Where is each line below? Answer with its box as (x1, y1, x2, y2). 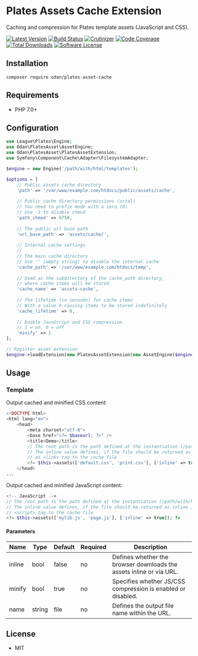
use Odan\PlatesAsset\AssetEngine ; (6, 144, 94, 150)
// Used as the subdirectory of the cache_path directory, (16, 275, 165, 281)
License (6, 629, 36, 639)
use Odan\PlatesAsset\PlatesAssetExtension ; (6, 149, 117, 156)
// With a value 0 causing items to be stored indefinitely (16, 302, 167, 308)
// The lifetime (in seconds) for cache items (16, 297, 133, 303)
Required (80, 543, 107, 551)
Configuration (6, 123, 59, 133)
